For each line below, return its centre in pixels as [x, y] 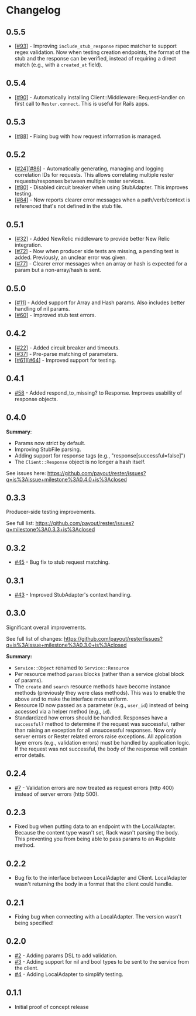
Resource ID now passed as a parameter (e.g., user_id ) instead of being [102, 705]
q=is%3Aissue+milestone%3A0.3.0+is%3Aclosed [66, 645]
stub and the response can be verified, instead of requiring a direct [95, 58]
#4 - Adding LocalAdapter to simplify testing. [69, 974]
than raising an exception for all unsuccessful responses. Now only [95, 730]
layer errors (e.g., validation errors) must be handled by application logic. [102, 742]
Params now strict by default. [50, 443]
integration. [28, 245]
